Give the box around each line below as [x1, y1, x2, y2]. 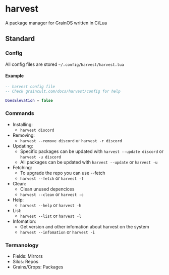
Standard [5, 34, 35, 43]
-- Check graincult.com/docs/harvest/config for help [5, 89, 121, 94]
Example [5, 73, 24, 79]
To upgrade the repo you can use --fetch [20, 170, 105, 176]
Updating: [12, 143, 34, 149]
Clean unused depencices [20, 186, 75, 192]
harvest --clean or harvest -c [20, 191, 84, 198]
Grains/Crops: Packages [12, 264, 64, 270]
